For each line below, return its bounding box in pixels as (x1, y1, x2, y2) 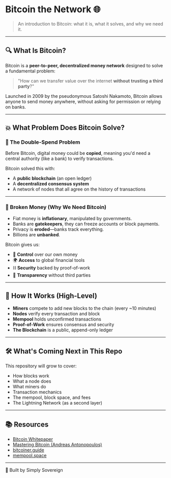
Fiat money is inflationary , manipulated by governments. (12, 215, 132, 221)
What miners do (12, 384, 46, 390)
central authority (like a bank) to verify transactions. (5, 155, 114, 162)
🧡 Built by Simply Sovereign (5, 467, 63, 473)
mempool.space (12, 453, 47, 459)
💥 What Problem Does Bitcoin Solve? (5, 123, 125, 132)
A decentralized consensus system (12, 181, 89, 187)
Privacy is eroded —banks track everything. (12, 226, 104, 232)
